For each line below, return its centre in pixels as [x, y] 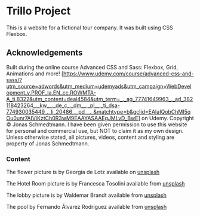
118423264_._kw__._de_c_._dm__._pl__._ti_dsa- [63, 105]
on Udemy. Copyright [167, 118]
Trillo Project [39, 11]
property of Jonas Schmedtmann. [48, 143]
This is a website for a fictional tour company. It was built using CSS [90, 28]
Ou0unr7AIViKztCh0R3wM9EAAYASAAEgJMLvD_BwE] [73, 118]
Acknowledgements [44, 53]
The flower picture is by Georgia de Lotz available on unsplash [83, 172]
